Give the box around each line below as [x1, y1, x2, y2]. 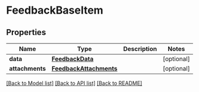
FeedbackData [51, 55, 94, 63]
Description [123, 45, 157, 53]
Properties [6, 27, 46, 37]
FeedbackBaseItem [6, 4, 104, 17]
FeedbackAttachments [51, 65, 118, 72]
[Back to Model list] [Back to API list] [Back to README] [6, 80, 143, 87]
